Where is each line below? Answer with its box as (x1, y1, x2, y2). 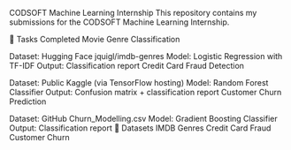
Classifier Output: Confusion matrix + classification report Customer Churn (9, 87, 282, 97)
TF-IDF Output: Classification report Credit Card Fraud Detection (9, 61, 245, 71)
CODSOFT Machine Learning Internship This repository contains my (9, 8, 257, 18)
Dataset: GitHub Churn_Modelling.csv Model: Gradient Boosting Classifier (9, 114, 279, 124)
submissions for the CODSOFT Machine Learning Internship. (9, 17, 230, 27)
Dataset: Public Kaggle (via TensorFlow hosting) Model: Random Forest (9, 78, 269, 87)
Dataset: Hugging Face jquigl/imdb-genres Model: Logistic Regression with (9, 51, 283, 61)
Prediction (9, 96, 47, 107)
